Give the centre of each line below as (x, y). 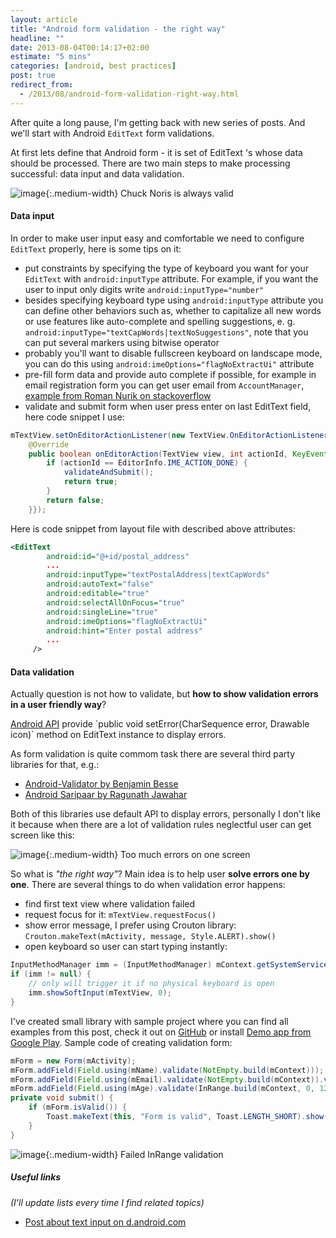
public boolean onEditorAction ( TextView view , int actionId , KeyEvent (178, 454)
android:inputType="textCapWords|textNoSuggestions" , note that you (166, 332)
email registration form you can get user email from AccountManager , (164, 385)
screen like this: (42, 835)
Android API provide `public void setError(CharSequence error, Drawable (160, 724)
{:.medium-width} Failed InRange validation (134, 1154)
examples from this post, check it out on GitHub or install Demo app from (161, 1032)
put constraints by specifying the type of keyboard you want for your (167, 268)
